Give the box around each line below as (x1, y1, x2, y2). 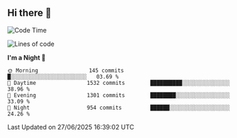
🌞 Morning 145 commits (7, 67, 124, 74)
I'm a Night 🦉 (7, 53, 46, 62)
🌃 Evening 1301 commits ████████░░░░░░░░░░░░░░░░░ (7, 91, 231, 99)
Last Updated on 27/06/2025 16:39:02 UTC (7, 122, 135, 131)
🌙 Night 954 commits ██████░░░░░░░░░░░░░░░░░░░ (7, 104, 231, 111)
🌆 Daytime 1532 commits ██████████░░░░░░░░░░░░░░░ (7, 79, 231, 86)
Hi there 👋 (7, 7, 52, 19)
